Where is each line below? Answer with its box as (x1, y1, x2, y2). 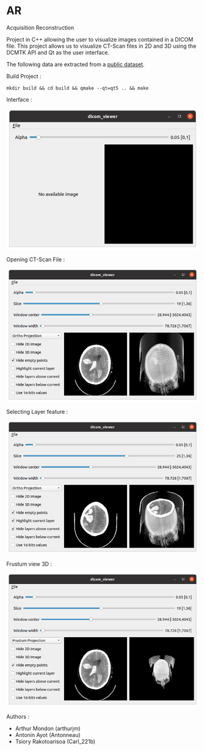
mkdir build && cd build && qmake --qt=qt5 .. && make (6, 85, 149, 91)
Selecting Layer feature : (6, 408, 68, 416)
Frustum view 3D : (6, 561, 53, 568)
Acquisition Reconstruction (6, 24, 75, 31)
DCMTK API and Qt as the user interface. (6, 48, 110, 56)
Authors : (6, 712, 29, 720)
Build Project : (6, 72, 42, 80)
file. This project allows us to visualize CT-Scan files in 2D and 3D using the (6, 42, 197, 50)
